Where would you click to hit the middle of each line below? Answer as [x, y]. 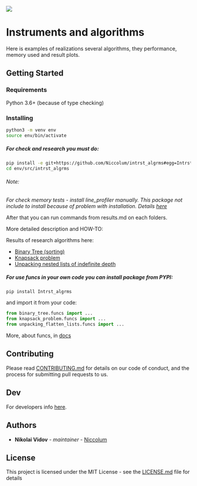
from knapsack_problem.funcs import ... [56, 319]
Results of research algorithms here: [50, 240]
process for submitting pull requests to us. [57, 374]
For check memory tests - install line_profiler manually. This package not [94, 200]
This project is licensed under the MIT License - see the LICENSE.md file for [98, 472]
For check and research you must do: [52, 149]
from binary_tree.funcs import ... [50, 314]
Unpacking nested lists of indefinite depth [65, 264]
